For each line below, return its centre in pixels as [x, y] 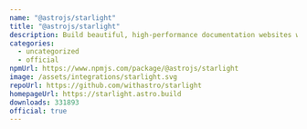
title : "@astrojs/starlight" [65, 26]
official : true [38, 111]
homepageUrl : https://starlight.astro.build [95, 94]
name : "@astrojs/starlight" [63, 18]
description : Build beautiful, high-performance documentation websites [151, 35]
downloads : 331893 [44, 102]
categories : [32, 43]
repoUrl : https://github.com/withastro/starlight [106, 85]
